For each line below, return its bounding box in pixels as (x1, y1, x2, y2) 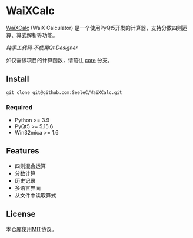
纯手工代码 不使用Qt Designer (6, 44, 78, 51)
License (6, 209, 36, 219)
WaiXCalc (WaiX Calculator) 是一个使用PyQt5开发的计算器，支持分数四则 (6, 24, 182, 31)
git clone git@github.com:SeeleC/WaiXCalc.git (6, 89, 122, 95)
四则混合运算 (14, 162, 46, 169)
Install (6, 74, 29, 84)
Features (6, 146, 39, 156)
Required (6, 103, 33, 111)
